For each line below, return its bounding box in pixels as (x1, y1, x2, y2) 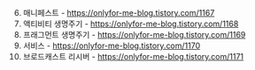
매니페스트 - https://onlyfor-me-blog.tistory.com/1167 (22, 8, 215, 17)
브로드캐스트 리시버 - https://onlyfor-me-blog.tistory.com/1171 (22, 52, 244, 61)
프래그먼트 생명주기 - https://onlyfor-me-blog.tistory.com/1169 (22, 30, 246, 39)
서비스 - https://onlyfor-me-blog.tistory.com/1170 (22, 40, 201, 51)
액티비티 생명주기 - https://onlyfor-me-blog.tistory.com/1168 (22, 18, 239, 29)
